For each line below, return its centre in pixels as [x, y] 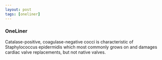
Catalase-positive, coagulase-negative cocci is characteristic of [69, 41]
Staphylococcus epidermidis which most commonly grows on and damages [81, 47]
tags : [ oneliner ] [23, 14]
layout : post [18, 10]
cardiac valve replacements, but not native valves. [55, 52]
